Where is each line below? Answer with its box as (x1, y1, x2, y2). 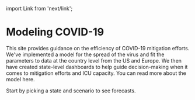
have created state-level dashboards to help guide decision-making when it (6, 63, 188, 70)
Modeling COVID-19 (6, 26, 105, 39)
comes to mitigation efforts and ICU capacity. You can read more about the (6, 70, 187, 77)
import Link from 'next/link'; (6, 5, 73, 12)
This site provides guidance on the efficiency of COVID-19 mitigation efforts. (6, 44, 190, 51)
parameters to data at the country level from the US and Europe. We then (6, 57, 182, 64)
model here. (6, 75, 35, 82)
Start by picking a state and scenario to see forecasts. (6, 87, 136, 94)
